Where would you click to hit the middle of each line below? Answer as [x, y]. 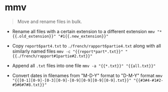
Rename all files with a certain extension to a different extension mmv [83, 31]
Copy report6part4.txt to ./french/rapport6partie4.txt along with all [87, 45]
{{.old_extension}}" [34, 36]
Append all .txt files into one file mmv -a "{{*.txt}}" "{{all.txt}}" [84, 65]
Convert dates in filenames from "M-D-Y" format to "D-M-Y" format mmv [87, 75]
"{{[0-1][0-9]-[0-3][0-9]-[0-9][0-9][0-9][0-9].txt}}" [72, 80]
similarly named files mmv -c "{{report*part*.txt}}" [68, 51]
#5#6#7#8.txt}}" [29, 85]
